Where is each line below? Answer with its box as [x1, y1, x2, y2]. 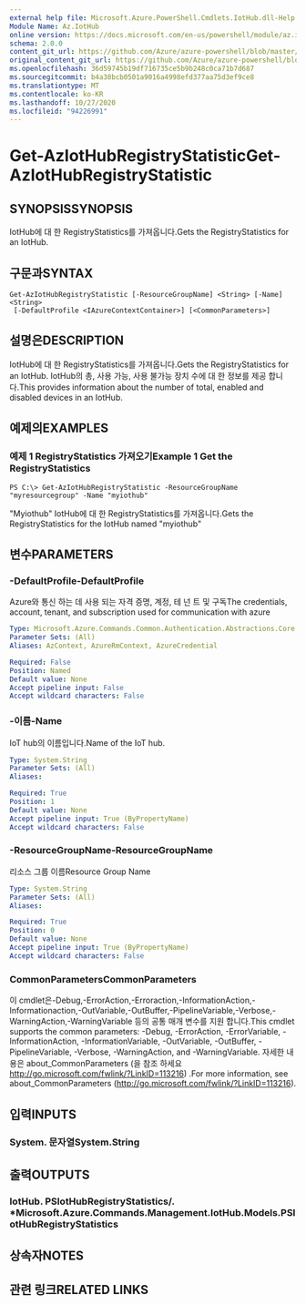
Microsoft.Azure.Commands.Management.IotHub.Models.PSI [15, 1206, 296, 1218]
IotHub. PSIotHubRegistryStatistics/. [9, 1195, 175, 1208]
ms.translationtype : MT [9, 81, 100, 90]
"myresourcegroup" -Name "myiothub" [9, 491, 148, 500]
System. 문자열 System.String [9, 1136, 140, 1148]
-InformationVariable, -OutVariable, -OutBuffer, [80, 1035, 257, 1047]
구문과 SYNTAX [9, 265, 94, 280]
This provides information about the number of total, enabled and [18, 382, 264, 393]
